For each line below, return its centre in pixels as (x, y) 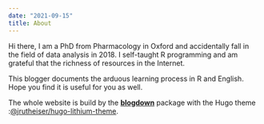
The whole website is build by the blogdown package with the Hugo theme (132, 102)
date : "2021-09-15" (41, 16)
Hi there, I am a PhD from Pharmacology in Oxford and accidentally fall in (129, 46)
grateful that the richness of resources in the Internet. (97, 63)
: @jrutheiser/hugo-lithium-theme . (63, 111)
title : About (30, 23)
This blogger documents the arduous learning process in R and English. (126, 78)
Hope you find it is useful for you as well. (76, 87)
